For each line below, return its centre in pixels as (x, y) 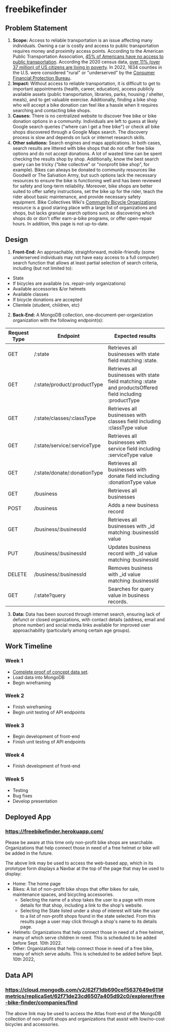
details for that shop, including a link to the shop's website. (81, 906)
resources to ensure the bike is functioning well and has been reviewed (87, 181)
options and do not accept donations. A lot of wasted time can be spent (87, 154)
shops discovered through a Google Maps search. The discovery (80, 132)
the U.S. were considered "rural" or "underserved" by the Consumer (84, 73)
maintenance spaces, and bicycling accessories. (63, 894)
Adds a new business (133, 505)
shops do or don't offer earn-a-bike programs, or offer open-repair (82, 218)
